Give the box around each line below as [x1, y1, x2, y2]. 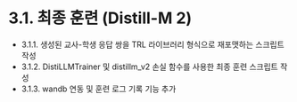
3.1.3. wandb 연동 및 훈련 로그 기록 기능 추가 [21, 83, 177, 94]
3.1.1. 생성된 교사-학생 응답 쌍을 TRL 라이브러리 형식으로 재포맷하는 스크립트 [21, 39, 285, 50]
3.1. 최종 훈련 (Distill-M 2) [8, 8, 193, 28]
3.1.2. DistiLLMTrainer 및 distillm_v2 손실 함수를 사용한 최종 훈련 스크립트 [21, 61, 278, 72]
